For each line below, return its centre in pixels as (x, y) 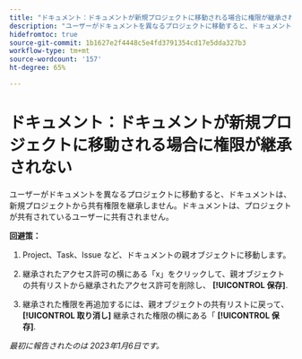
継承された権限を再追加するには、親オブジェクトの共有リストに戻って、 (155, 304)
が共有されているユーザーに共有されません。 (91, 216)
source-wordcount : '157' (56, 59)
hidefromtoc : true (43, 34)
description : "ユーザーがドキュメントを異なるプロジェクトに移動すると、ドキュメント (151, 26)
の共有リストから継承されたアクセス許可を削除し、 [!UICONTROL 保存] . (155, 285)
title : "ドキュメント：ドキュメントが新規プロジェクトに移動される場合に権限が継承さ (149, 18)
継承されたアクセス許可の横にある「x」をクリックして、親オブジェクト (153, 274)
